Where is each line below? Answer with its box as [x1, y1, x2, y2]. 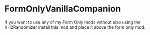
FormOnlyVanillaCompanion [4, 3, 121, 14]
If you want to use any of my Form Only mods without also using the [4, 19, 141, 25]
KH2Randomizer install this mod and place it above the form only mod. [4, 24, 146, 30]
